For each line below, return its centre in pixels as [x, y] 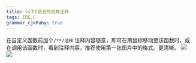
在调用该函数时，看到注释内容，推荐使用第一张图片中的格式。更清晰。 [93, 48]
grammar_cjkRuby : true [34, 23]
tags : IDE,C [21, 17]
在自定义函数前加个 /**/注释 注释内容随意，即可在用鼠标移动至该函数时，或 [98, 40]
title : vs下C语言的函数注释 [37, 12]
